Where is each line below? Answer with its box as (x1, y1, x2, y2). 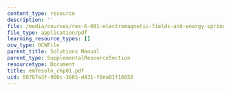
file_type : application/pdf (7, 29, 88, 36)
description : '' (7, 16, 54, 23)
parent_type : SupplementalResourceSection (7, 55, 131, 62)
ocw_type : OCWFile (7, 42, 60, 49)
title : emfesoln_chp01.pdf (7, 67, 85, 74)
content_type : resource (7, 10, 76, 17)
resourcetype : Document (7, 61, 76, 68)
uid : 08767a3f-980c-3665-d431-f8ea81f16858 (7, 73, 134, 81)
